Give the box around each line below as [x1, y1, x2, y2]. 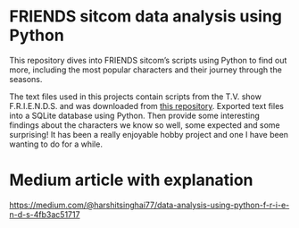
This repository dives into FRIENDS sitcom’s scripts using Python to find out [9, 55, 287, 65]
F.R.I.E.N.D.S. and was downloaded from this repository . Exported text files [9, 100, 284, 111]
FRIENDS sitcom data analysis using [9, 6, 283, 27]
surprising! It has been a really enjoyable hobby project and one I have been [9, 129, 288, 139]
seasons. [9, 73, 43, 84]
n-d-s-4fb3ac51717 [9, 208, 80, 220]
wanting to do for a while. [9, 139, 103, 149]
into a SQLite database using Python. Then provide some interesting [9, 110, 261, 121]
